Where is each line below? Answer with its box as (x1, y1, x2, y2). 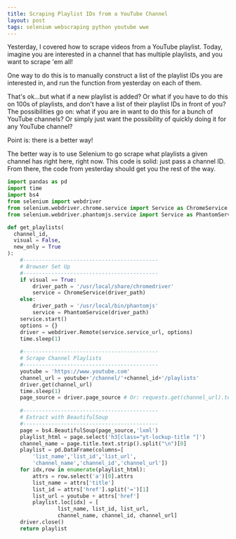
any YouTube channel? (7, 123, 73, 131)
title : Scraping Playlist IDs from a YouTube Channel (7, 10, 169, 18)
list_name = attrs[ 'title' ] (32, 479, 114, 486)
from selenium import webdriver (7, 198, 102, 205)
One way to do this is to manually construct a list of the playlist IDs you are (7, 71, 223, 80)
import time (7, 185, 42, 192)
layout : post (7, 17, 46, 24)
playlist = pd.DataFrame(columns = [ (20, 447, 124, 454)
